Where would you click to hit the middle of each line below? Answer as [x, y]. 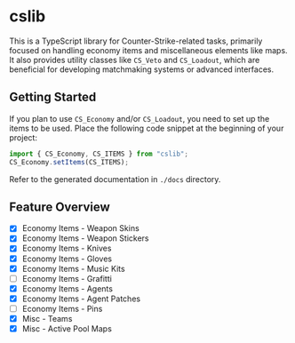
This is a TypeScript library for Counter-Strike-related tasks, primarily [136, 41]
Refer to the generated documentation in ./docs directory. [115, 179]
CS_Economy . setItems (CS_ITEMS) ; [69, 162]
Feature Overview [60, 207]
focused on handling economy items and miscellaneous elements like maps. [148, 50]
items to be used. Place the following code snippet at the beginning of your [147, 128]
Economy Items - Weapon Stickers [85, 238]
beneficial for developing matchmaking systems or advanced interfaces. [142, 69]
